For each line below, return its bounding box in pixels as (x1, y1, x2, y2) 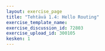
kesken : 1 (6, 36, 31, 42)
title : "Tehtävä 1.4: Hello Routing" (6, 14, 100, 20)
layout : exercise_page (6, 8, 62, 15)
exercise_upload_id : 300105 (6, 30, 76, 36)
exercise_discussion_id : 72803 (6, 25, 84, 31)
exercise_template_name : (6, 19, 68, 25)
